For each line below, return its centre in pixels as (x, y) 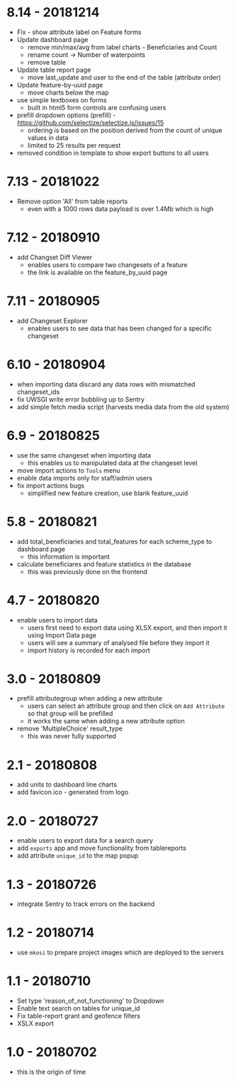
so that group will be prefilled (70, 713)
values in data (48, 138)
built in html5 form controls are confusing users (97, 107)
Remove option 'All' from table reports (72, 201)
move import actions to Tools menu (68, 470)
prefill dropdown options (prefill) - (66, 115)
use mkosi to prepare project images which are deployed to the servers (120, 952)
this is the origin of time (51, 1072)
